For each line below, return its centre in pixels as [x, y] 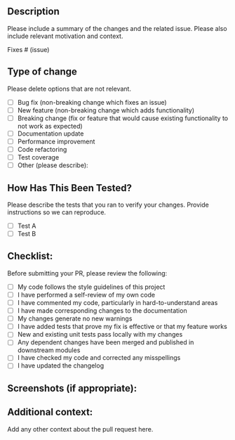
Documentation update [51, 134]
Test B [27, 234]
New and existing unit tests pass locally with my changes [100, 335]
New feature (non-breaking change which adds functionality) [106, 110]
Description [33, 12]
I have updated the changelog [60, 365]
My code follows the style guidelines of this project [91, 287]
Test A [27, 226]
